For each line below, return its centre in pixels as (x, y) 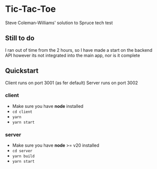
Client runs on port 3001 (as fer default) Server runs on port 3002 (72, 83)
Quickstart (22, 71)
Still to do (20, 38)
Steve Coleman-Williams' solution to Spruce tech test (59, 23)
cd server (22, 151)
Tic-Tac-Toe (31, 9)
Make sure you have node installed (48, 106)
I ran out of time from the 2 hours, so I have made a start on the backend (79, 50)
